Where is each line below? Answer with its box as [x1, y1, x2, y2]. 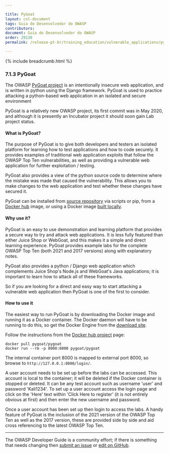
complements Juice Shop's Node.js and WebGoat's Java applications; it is [5, 268, 159, 274]
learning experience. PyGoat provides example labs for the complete [5, 242, 147, 248]
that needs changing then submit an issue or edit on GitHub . [5, 442, 130, 448]
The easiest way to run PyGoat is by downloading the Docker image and [5, 311, 155, 317]
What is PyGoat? [5, 130, 41, 136]
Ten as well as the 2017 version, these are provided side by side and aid [5, 417, 154, 423]
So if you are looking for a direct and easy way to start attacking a [5, 283, 142, 289]
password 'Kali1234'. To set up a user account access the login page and [5, 386, 157, 392]
